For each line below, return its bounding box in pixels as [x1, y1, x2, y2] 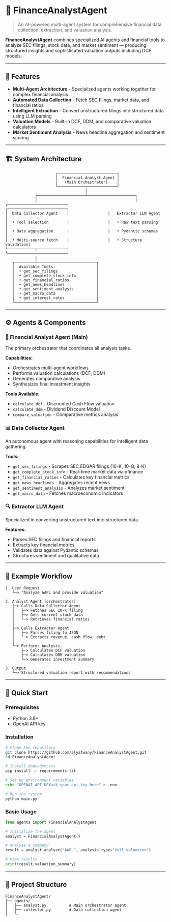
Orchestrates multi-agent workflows [12, 365, 89, 371]
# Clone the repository [5, 745, 56, 750]
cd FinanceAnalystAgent [5, 755, 56, 760]
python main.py [5, 796, 38, 801]
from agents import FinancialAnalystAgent [5, 820, 97, 825]
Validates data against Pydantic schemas [12, 547, 99, 553]
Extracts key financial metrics [12, 542, 75, 548]
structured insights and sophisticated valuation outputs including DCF [5, 47, 152, 53]
